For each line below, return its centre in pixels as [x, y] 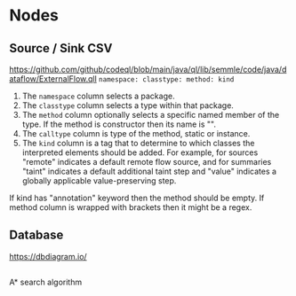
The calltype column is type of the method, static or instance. [136, 133]
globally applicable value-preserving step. [99, 181]
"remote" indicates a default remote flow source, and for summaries [147, 162]
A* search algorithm [46, 282]
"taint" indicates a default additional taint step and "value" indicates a [149, 171]
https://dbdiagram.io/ [48, 256]
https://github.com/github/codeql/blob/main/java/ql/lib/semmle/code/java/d [148, 69]
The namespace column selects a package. [98, 96]
